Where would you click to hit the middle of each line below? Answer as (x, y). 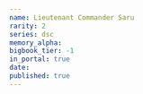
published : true (40, 76)
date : (19, 68)
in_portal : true (40, 59)
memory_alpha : (36, 43)
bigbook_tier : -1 (42, 51)
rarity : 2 (28, 26)
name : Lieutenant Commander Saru (72, 17)
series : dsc (31, 34)
